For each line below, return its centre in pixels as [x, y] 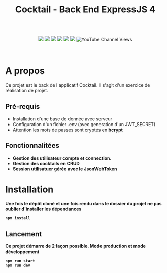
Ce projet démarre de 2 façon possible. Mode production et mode [76, 246]
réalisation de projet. [27, 90]
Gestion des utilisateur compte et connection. [62, 158]
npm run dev [18, 266]
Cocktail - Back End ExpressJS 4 [85, 9]
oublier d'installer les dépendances [43, 209]
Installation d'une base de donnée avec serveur [62, 119]
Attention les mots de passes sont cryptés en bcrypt [68, 130]
